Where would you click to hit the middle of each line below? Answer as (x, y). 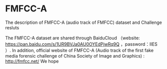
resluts (12, 27)
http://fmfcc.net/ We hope (32, 61)
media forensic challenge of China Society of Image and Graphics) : (75, 56)
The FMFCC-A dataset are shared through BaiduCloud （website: (72, 38)
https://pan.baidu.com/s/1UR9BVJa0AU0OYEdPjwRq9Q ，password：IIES (81, 44)
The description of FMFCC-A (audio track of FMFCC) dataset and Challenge (84, 22)
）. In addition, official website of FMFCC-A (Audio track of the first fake (79, 50)
